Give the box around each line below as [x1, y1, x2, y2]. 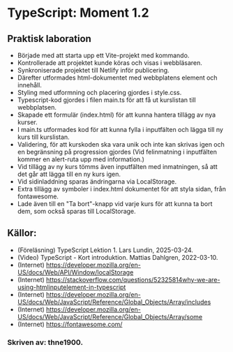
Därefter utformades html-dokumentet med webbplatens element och [17, 73, 218, 82]
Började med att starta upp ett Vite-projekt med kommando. [17, 51, 190, 59]
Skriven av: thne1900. [7, 337, 84, 347]
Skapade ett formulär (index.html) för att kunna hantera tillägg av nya [17, 110, 216, 119]
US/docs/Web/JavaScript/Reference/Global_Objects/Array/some [17, 312, 203, 321]
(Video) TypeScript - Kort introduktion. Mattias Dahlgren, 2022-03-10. [17, 253, 218, 261]
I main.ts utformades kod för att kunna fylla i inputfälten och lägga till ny [17, 126, 223, 133]
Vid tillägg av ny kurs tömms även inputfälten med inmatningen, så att [17, 163, 218, 170]
